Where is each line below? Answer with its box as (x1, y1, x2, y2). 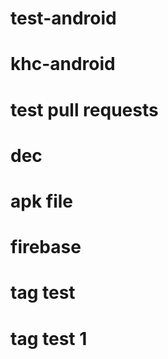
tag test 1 (10, 327, 88, 350)
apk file (10, 190, 74, 212)
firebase (10, 236, 82, 259)
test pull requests (10, 98, 159, 121)
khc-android (10, 53, 116, 76)
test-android (10, 7, 117, 30)
